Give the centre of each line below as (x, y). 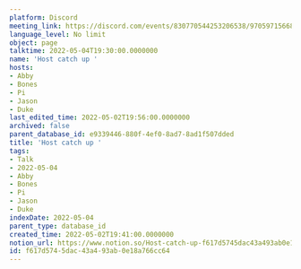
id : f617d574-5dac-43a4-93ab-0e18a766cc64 (90, 251)
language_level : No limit (57, 34)
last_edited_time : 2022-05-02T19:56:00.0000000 (100, 117)
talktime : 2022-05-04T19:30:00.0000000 (84, 51)
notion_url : (31, 243)
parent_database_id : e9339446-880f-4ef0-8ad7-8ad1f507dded (122, 134)
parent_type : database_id (57, 226)
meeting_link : (36, 26)
